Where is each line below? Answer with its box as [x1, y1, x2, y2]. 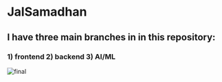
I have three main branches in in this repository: [7, 31, 216, 43]
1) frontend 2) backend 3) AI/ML [7, 52, 115, 61]
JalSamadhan [7, 4, 87, 20]
